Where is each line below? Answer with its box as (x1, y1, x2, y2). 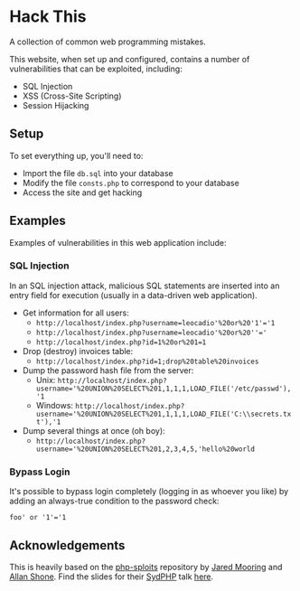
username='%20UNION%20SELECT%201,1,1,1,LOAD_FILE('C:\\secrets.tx (35, 409, 292, 418)
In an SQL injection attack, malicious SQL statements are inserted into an (9, 280, 280, 291)
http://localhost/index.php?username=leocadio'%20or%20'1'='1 (35, 318, 276, 327)
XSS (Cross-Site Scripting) (22, 90, 122, 101)
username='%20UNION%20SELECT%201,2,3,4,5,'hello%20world (35, 445, 256, 454)
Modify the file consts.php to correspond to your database (22, 177, 239, 188)
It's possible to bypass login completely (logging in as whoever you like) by (9, 486, 289, 497)
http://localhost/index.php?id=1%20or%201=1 (35, 337, 207, 347)
